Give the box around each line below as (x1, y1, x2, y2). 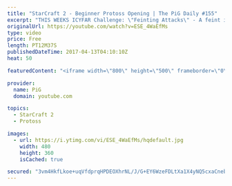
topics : (7, 105, 30, 112)
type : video (7, 29, 41, 37)
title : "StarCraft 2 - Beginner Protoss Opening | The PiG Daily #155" (7, 10, 217, 17)
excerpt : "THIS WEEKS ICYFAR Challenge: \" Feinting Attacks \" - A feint (7, 17, 221, 23)
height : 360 (19, 149, 54, 156)
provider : (7, 80, 36, 87)
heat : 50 (7, 55, 32, 62)
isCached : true (19, 156, 64, 163)
